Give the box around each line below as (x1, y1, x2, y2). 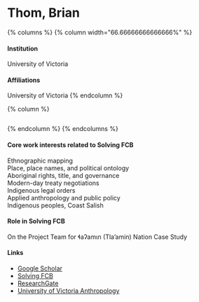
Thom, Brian (7, 5, 81, 21)
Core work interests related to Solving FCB (7, 140, 134, 149)
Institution (7, 44, 39, 53)
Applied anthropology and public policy (7, 193, 121, 202)
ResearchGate (17, 279, 59, 287)
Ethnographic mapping (7, 156, 74, 165)
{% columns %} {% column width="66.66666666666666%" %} (7, 28, 193, 36)
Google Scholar (17, 264, 63, 273)
